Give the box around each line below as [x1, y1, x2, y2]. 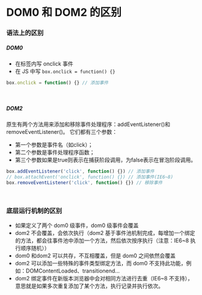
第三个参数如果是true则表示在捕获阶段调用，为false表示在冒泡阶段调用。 [15, 156, 197, 164]
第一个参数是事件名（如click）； [15, 141, 94, 148]
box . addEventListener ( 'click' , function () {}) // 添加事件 [6, 168, 155, 174]
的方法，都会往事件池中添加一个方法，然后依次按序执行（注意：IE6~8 [15, 237, 189, 244]
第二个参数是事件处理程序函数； [15, 148, 95, 156]
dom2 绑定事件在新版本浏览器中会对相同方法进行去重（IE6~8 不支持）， [15, 274, 194, 282]
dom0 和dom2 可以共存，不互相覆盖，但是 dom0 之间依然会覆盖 [15, 252, 176, 259]
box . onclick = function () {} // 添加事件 [6, 80, 109, 86]
